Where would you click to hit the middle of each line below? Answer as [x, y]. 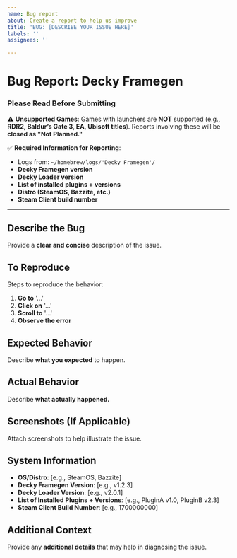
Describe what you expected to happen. [66, 360]
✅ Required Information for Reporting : [64, 147]
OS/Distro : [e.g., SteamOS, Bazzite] [69, 477]
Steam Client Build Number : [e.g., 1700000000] [88, 508]
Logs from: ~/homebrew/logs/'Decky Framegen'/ [86, 162]
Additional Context [49, 530]
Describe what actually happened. [59, 399]
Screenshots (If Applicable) [69, 422]
